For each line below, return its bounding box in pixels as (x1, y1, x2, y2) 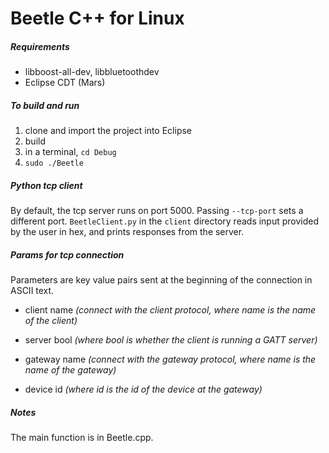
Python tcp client (10, 179, 83, 191)
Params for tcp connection (10, 248, 125, 261)
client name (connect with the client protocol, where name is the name (24, 304, 317, 316)
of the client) (24, 315, 78, 327)
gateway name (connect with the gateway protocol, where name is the (24, 353, 317, 366)
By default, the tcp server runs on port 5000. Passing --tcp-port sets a (10, 205, 304, 217)
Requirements (10, 40, 70, 52)
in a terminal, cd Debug (24, 146, 117, 158)
